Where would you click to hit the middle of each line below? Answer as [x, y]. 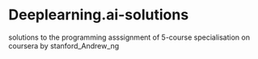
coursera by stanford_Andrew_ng [64, 45]
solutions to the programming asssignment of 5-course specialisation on [129, 37]
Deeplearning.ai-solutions [99, 15]
